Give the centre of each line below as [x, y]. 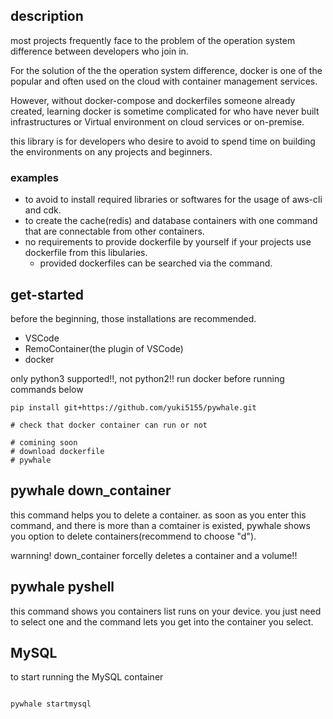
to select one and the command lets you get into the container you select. [162, 621]
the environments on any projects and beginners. [111, 151]
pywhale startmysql [51, 704]
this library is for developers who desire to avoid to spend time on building [163, 141]
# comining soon [44, 442]
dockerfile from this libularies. [86, 253]
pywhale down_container [91, 490]
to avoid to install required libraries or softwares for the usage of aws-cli [173, 200]
